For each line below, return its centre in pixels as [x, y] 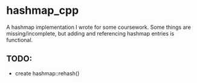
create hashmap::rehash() [47, 73]
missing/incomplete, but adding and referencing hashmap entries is [90, 33]
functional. [20, 40]
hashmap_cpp [43, 11]
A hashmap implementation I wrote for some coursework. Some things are [99, 27]
